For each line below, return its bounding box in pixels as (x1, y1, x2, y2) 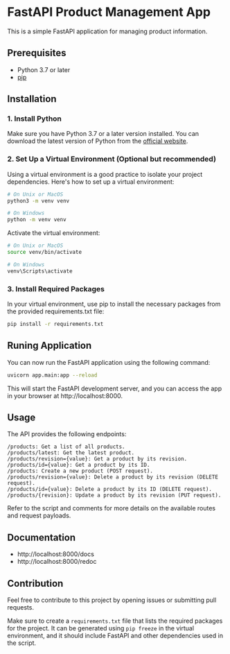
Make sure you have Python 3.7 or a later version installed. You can (7, 130, 200, 138)
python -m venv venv (7, 216, 67, 223)
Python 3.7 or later (17, 65, 71, 74)
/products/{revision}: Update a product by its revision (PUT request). (7, 492, 222, 499)
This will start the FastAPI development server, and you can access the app (7, 384, 222, 393)
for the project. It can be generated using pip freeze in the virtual (7, 624, 195, 633)
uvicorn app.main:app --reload (7, 372, 98, 379)
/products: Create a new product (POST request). (7, 467, 154, 475)
